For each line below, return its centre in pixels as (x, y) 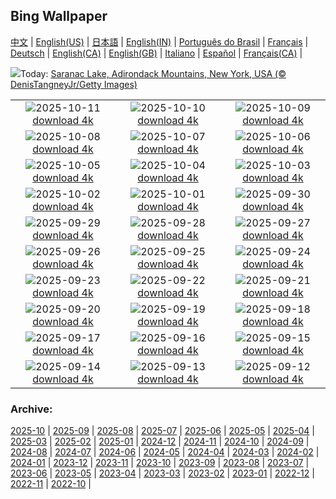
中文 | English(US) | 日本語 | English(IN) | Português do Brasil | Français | (159, 41)
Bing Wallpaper (59, 16)
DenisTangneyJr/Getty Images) (74, 84)
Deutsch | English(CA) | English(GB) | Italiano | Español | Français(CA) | (156, 53)
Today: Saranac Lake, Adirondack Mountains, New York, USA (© (153, 73)
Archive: (31, 409)
